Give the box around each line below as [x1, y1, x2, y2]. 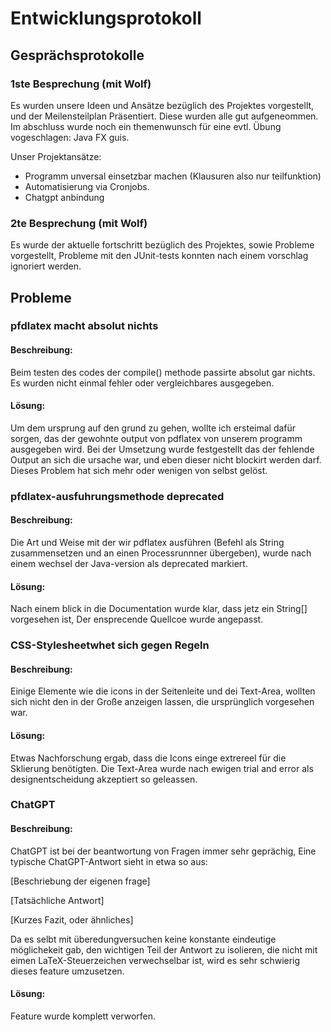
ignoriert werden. [10, 260, 82, 272]
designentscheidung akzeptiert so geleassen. [10, 773, 198, 785]
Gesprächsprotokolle [10, 47, 145, 64]
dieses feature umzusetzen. [10, 965, 125, 977]
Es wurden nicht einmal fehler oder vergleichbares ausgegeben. [10, 377, 275, 389]
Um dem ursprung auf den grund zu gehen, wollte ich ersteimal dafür [10, 422, 297, 434]
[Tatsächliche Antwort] [10, 894, 105, 906]
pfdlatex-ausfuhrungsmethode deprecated [10, 489, 225, 503]
